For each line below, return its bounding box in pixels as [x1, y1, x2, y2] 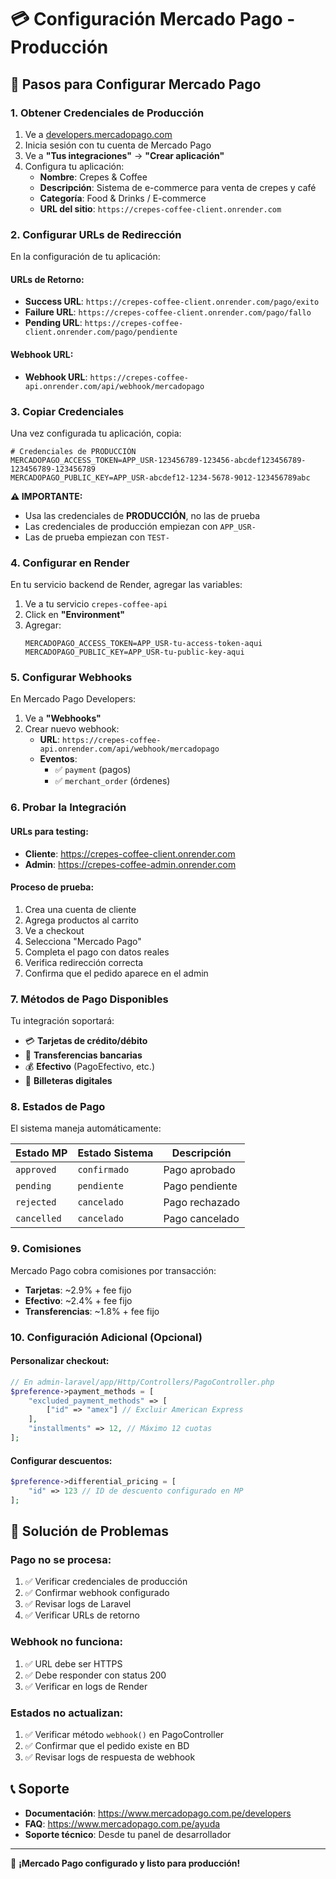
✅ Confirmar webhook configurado [24, 1587, 170, 1599]
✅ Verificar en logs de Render [24, 1680, 148, 1692]
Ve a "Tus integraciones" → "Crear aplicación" [24, 149, 225, 161]
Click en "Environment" [24, 609, 126, 621]
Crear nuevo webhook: [24, 723, 120, 735]
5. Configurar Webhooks [10, 671, 133, 685]
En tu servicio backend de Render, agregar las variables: [10, 579, 243, 591]
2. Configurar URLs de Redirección [10, 227, 182, 241]
